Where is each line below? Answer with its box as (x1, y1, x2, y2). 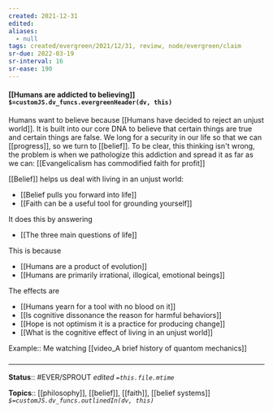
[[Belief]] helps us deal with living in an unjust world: (8, 174, 184, 184)
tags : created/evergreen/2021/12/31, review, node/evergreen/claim (8, 42, 242, 50)
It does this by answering (8, 214, 93, 224)
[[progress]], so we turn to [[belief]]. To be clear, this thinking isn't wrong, (8, 141, 255, 150)
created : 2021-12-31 (8, 11, 79, 20)
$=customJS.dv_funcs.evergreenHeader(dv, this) (8, 98, 173, 107)
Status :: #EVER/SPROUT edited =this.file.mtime (8, 372, 175, 382)
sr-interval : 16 (8, 58, 63, 66)
